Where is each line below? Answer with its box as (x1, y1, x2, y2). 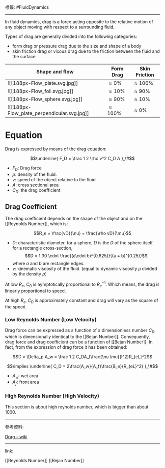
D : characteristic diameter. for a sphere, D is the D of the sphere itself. (12, 240, 154, 246)
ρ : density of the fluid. (12, 171, 57, 177)
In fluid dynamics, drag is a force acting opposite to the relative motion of (5, 19, 153, 25)
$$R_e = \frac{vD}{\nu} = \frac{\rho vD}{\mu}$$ (33, 231, 132, 236)
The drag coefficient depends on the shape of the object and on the (5, 216, 142, 222)
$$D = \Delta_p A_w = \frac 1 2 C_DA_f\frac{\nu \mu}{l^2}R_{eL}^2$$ (12, 354, 153, 360)
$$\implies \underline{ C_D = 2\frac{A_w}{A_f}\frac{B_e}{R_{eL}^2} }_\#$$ (7, 363, 158, 369)
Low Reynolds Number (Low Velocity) (5, 316, 97, 323)
